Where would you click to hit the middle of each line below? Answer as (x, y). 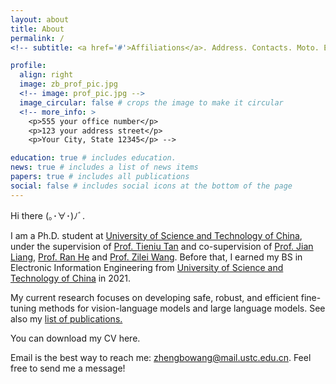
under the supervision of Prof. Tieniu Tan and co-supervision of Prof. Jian (162, 246)
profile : (28, 66)
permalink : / (37, 38)
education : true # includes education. (93, 158)
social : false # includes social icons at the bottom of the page (151, 186)
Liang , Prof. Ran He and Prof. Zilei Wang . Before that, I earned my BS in (156, 257)
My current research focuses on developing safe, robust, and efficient (154, 297)
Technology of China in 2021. (70, 278)
